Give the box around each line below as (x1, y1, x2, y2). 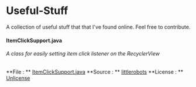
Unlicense (6, 74, 30, 81)
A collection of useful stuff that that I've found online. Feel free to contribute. (6, 23, 191, 30)
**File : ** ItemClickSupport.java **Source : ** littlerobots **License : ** (6, 68, 183, 75)
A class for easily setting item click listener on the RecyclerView (6, 50, 160, 57)
